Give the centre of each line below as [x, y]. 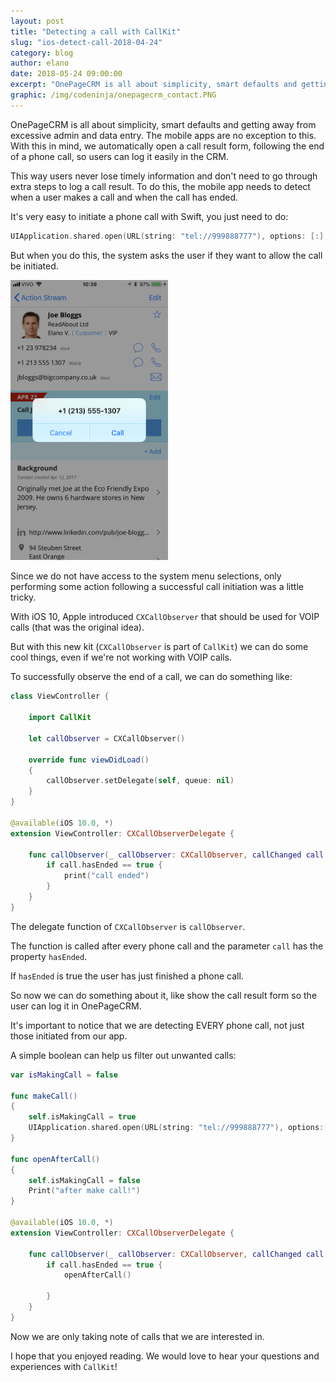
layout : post [37, 21]
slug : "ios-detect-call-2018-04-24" [86, 42]
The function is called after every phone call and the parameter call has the [167, 946]
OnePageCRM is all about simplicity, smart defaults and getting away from [163, 124]
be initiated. [34, 266]
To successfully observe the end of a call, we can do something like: [151, 677]
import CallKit [60, 718]
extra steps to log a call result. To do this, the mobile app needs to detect [160, 186]
